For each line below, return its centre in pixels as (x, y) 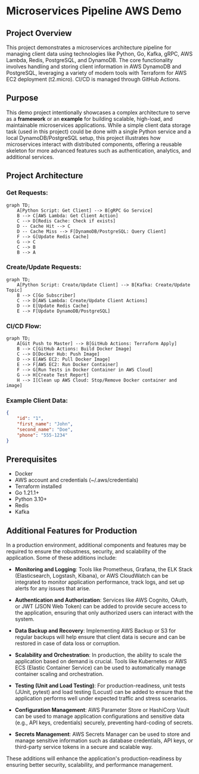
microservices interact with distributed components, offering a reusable (94, 144)
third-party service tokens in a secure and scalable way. (84, 747)
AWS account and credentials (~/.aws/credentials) (77, 480)
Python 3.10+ (31, 499)
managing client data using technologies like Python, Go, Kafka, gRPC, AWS (99, 54)
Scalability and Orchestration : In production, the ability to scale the (98, 655)
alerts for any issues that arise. (52, 589)
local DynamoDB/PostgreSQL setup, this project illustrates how (83, 138)
